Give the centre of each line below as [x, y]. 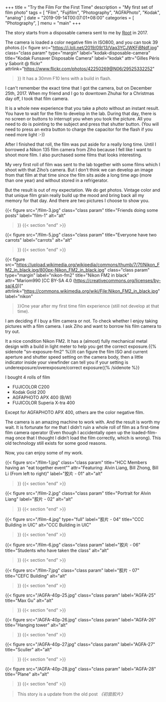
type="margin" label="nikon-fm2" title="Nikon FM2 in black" [67, 275]
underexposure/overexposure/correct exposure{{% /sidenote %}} [72, 367]
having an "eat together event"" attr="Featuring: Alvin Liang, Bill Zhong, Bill [82, 468]
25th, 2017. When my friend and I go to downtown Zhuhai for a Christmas [80, 93]
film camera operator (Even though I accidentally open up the [68, 433]
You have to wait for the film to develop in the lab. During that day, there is [81, 113]
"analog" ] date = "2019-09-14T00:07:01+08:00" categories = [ [70, 18]
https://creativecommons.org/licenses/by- [118, 280]
